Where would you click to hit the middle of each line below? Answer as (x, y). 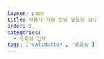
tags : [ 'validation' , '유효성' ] (51, 45)
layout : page (26, 13)
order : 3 (19, 26)
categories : (24, 32)
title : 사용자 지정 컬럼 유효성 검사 (52, 20)
